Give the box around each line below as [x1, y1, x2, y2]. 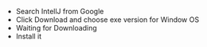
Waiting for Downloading [15, 23, 97, 32]
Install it [15, 31, 42, 41]
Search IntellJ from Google [15, 7, 104, 16]
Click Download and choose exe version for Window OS [15, 15, 200, 24]
